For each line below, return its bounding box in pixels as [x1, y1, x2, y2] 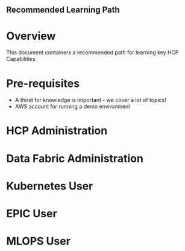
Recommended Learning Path [6, 5, 121, 15]
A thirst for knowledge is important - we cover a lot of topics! [14, 97, 167, 104]
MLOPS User [6, 235, 71, 248]
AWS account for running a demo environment [14, 103, 131, 110]
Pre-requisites [6, 77, 80, 90]
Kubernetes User [6, 179, 93, 192]
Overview [6, 29, 56, 43]
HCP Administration [6, 124, 108, 138]
